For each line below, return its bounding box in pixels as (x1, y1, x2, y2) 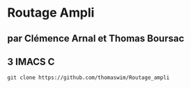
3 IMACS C (7, 55, 55, 67)
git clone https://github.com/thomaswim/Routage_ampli (7, 74, 170, 81)
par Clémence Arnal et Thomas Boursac (7, 33, 185, 44)
